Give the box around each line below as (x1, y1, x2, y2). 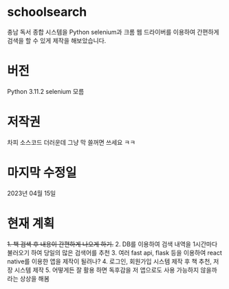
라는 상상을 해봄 (7, 274, 50, 283)
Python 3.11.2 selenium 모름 (7, 87, 85, 95)
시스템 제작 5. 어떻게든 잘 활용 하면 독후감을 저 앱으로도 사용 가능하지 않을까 (14, 266, 218, 274)
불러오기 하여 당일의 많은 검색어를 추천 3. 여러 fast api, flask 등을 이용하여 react (7, 248, 222, 257)
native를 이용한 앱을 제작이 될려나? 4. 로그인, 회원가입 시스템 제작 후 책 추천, (7, 257, 212, 266)
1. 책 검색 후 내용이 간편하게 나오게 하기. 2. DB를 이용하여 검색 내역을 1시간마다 (7, 239, 218, 248)
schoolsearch (7, 4, 87, 20)
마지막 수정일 (7, 165, 77, 180)
